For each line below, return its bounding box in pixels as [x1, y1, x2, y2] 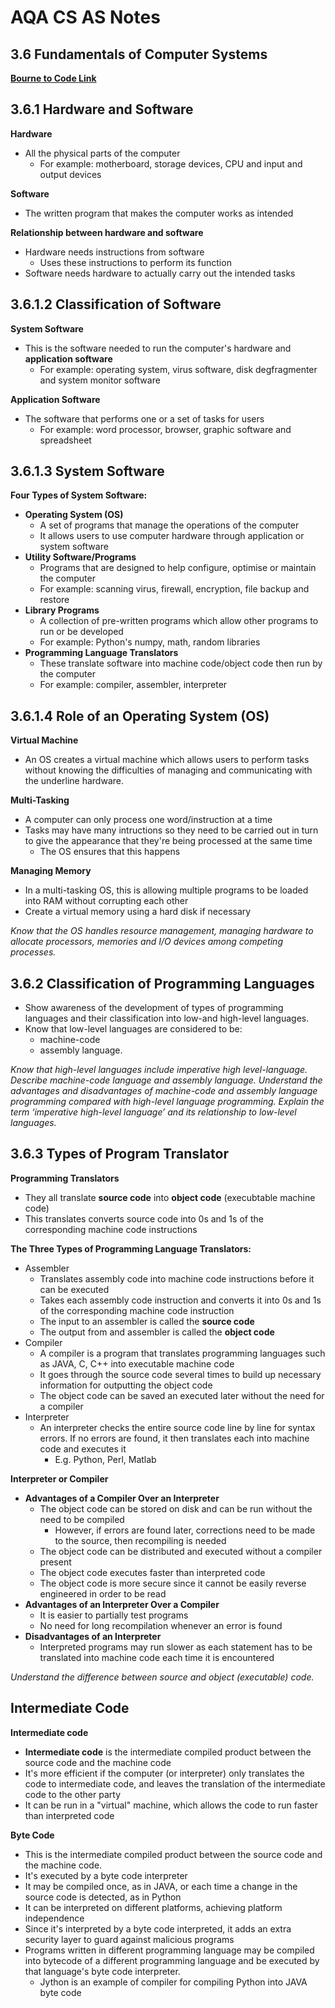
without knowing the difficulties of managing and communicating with [24, 764, 313, 776]
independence [24, 1912, 85, 1924]
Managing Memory [10, 865, 92, 877]
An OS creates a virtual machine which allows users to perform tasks [24, 754, 310, 766]
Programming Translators [10, 1172, 120, 1184]
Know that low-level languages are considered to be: [24, 1023, 243, 1035]
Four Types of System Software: [10, 489, 148, 501]
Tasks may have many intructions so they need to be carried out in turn [24, 824, 319, 836]
